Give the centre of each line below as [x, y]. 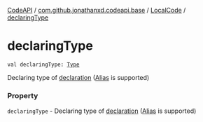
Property [23, 95]
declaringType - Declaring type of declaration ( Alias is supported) [102, 111]
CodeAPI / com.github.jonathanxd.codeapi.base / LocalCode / [97, 10]
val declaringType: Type [43, 65]
